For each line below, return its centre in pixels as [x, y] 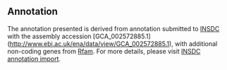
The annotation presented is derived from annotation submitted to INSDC [114, 28]
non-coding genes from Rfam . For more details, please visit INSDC [104, 51]
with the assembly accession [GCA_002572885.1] [79, 36]
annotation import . [34, 59]
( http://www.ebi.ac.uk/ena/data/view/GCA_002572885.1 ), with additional [112, 43]
